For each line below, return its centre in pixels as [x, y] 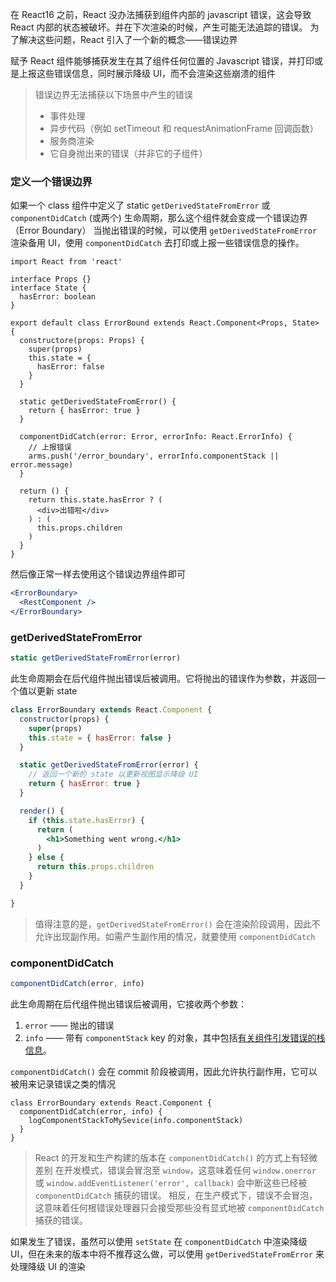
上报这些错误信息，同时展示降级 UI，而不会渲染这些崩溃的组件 [147, 73]
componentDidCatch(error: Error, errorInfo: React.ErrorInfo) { [156, 437]
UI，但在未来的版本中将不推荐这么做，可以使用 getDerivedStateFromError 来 [167, 1254]
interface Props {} [51, 279]
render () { [42, 811]
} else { [46, 858]
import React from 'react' [66, 262]
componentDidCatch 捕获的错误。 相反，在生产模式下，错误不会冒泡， [176, 1195]
